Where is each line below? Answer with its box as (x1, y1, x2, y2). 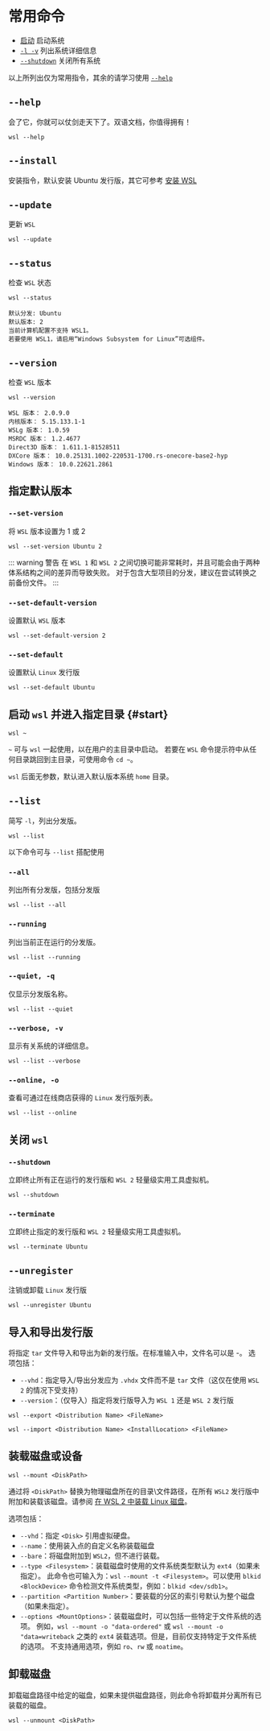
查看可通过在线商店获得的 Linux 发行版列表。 (8, 1093, 157, 1103)
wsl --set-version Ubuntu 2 (8, 542, 103, 550)
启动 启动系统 (19, 35, 65, 45)
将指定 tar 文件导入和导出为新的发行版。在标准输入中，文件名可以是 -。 (8, 1348, 247, 1357)
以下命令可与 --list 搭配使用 (8, 847, 104, 856)
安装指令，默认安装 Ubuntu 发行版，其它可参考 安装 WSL (8, 175, 197, 185)
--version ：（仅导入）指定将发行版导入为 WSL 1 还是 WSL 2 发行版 (19, 1395, 235, 1405)
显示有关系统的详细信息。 (8, 1041, 93, 1051)
